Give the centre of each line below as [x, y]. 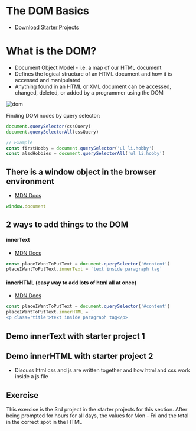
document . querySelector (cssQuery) [49, 126]
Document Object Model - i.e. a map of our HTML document [88, 67]
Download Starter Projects [47, 27]
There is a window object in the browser [81, 172]
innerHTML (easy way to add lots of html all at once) [71, 283]
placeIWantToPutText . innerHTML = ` [50, 312]
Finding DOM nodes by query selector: [53, 115]
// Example [19, 142]
